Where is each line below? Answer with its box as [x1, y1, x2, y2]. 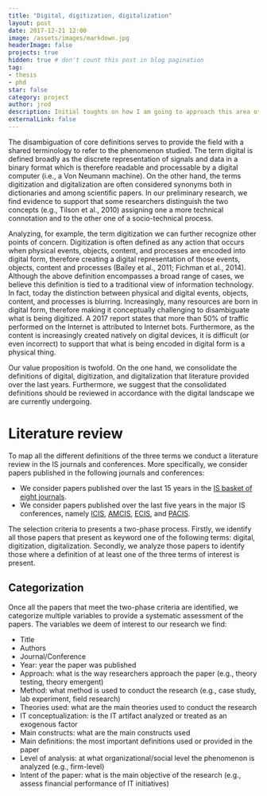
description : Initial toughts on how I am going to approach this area [8, 108, 250, 116]
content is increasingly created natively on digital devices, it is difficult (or [8, 330, 250, 339]
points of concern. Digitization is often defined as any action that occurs [8, 237, 245, 247]
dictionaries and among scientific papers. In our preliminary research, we [8, 188, 248, 198]
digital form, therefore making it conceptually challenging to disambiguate [8, 304, 250, 315]
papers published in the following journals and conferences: [8, 468, 205, 477]
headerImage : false [8, 41, 73, 49]
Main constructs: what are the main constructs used [19, 727, 191, 737]
